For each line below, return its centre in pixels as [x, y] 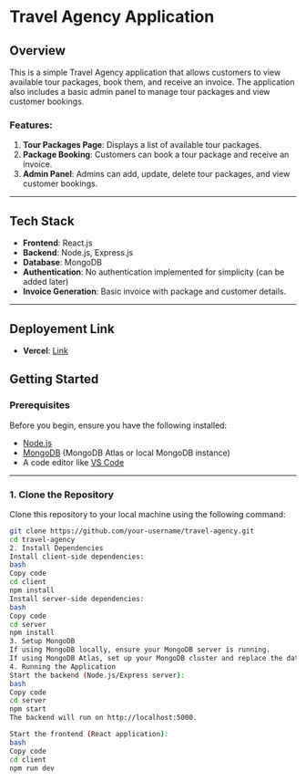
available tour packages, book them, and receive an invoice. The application [152, 82]
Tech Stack [42, 221]
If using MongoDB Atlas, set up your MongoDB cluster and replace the [146, 659]
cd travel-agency [42, 539]
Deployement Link [62, 329]
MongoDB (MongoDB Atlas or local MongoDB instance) [126, 453]
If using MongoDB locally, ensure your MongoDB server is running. [140, 650]
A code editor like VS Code [73, 462]
